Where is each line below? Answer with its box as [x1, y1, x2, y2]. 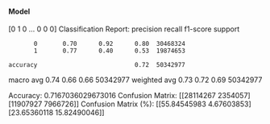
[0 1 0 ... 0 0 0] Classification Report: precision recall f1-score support [8, 24, 240, 34]
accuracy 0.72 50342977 [8, 61, 185, 69]
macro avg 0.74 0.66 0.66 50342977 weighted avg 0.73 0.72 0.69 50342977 [8, 75, 263, 85]
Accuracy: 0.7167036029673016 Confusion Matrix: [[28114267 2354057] [8, 91, 251, 101]
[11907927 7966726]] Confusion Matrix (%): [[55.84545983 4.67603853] [8, 99, 251, 109]
